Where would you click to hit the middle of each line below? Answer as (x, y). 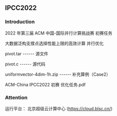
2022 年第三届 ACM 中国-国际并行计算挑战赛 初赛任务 (59, 33)
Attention (16, 98)
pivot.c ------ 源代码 (25, 64)
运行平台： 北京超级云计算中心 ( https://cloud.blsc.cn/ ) (59, 108)
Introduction (20, 22)
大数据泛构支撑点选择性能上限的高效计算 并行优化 (54, 43)
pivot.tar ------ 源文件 (27, 53)
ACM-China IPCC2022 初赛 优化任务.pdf (45, 84)
